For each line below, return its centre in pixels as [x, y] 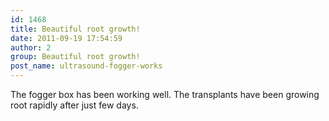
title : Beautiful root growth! [75, 29]
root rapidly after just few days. [74, 105]
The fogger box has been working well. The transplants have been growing [165, 94]
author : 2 [31, 47]
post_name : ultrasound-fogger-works [86, 66]
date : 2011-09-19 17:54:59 [66, 38]
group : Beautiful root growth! [75, 57]
